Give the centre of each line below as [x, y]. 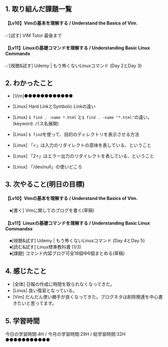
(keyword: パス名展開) [36, 123]
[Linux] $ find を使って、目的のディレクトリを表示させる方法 [76, 134]
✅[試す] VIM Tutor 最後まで [34, 35]
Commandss [19, 228]
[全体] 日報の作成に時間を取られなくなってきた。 [64, 284]
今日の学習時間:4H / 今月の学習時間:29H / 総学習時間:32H [65, 334]
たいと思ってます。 [37, 303]
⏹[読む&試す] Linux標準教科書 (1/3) [45, 247]
